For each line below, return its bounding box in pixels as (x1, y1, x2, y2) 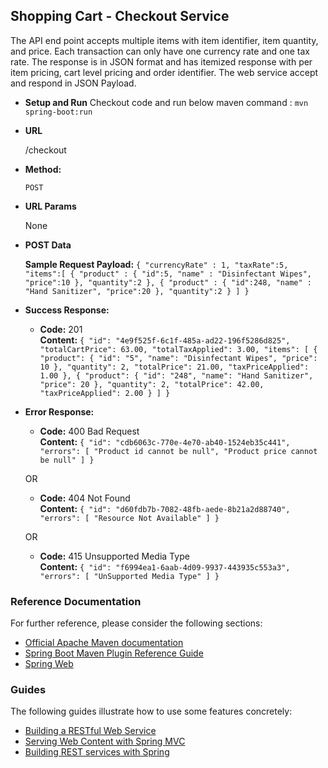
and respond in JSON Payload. (10, 77, 137, 89)
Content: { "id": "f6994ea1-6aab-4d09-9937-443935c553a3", (39, 560, 291, 573)
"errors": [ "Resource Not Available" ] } (39, 513, 220, 523)
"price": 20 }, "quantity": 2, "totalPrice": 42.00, (39, 379, 265, 389)
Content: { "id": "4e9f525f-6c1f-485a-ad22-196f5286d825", (39, 334, 291, 346)
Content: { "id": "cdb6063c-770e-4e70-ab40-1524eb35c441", (39, 435, 291, 448)
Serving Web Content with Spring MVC (24, 735, 186, 748)
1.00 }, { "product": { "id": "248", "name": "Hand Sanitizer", (39, 370, 314, 381)
